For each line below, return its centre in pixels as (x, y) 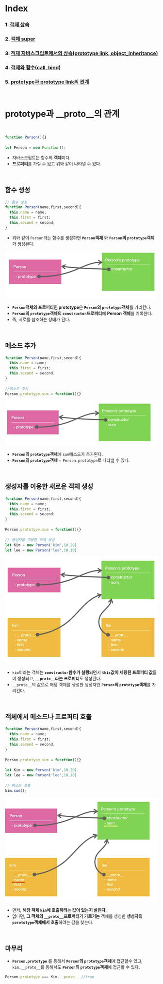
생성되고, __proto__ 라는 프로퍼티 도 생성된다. (59, 678)
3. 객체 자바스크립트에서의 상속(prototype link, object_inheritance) (81, 53)
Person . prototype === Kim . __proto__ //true (50, 977)
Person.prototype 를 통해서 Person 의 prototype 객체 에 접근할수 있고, (77, 961)
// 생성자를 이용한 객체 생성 (30, 540)
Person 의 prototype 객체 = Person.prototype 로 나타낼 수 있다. (71, 460)
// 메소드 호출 (18, 786)
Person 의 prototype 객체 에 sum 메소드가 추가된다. (57, 454)
